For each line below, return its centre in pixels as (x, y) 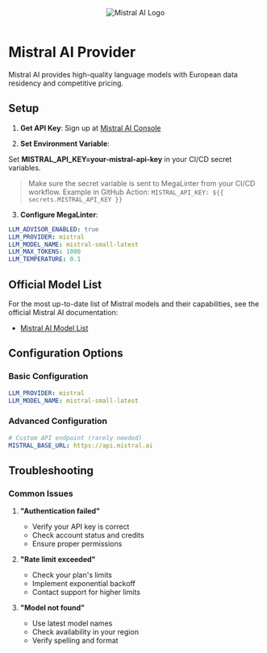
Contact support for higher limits (86, 593)
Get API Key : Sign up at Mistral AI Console (90, 127)
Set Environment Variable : (65, 143)
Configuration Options (66, 354)
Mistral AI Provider (72, 52)
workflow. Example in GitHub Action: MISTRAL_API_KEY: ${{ (126, 192)
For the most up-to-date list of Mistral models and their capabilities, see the (134, 304)
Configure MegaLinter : (59, 214)
